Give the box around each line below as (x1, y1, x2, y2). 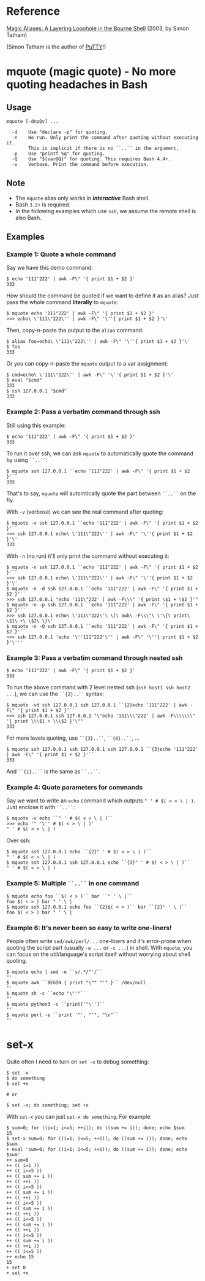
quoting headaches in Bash (6, 78, 148, 92)
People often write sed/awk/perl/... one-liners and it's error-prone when (6, 937, 192, 944)
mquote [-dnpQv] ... (6, 118, 59, 124)
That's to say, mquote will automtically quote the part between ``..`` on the (6, 490, 196, 497)
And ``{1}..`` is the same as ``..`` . (6, 768, 100, 775)
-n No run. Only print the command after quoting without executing (12, 134, 199, 141)
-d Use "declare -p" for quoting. (12, 129, 108, 135)
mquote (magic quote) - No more (6, 65, 176, 79)
